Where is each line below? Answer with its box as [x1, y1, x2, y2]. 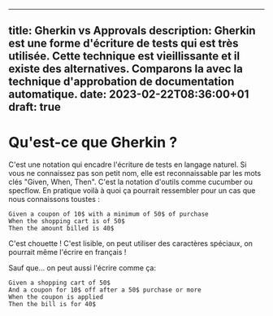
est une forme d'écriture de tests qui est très [8, 37, 239, 50]
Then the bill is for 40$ [8, 301, 96, 309]
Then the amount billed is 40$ [8, 225, 115, 233]
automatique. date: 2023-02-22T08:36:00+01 [8, 87, 249, 102]
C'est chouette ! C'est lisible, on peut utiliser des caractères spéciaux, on [8, 239, 253, 248]
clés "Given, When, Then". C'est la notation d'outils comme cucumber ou [8, 177, 253, 187]
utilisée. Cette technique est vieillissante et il [8, 50, 240, 64]
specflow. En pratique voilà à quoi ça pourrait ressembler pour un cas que [8, 186, 256, 195]
